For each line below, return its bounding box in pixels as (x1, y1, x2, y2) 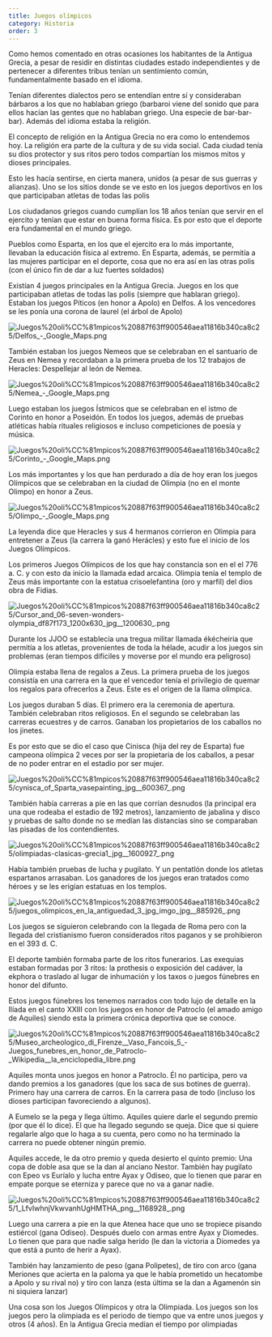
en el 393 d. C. (8, 939, 58, 948)
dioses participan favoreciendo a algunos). (8, 1096, 151, 1106)
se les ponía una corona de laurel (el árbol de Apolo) (8, 307, 183, 317)
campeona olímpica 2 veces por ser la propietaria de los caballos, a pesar (8, 750, 255, 760)
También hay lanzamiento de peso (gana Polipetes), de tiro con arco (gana (8, 1261, 257, 1271)
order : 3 (8, 27, 38, 35)
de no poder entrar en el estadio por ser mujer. (8, 759, 164, 769)
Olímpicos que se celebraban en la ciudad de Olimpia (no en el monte (8, 479, 240, 488)
